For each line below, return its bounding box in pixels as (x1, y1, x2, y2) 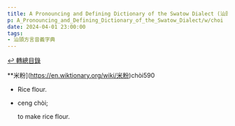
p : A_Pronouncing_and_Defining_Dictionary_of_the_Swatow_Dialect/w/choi (7, 17, 224, 24)
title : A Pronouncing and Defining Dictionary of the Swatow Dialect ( (7, 10, 220, 17)
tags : (7, 29, 23, 37)
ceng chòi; (17, 99, 49, 107)
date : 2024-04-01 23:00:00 (7, 23, 86, 30)
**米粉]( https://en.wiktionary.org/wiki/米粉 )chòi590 (7, 71, 155, 80)
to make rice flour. (17, 113, 70, 121)
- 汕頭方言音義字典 (7, 36, 56, 43)
